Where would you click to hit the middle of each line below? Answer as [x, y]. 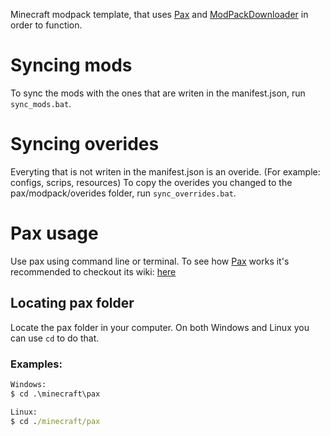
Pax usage [54, 233]
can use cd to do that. [55, 338]
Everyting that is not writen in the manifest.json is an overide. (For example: [165, 171]
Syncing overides [85, 144]
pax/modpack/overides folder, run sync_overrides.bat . [123, 193]
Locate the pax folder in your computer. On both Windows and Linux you [160, 327]
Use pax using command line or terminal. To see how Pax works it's [150, 261]
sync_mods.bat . [41, 103]
